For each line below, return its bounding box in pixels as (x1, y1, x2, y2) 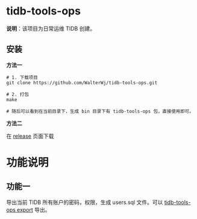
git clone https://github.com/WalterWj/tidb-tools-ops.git (6, 79, 158, 85)
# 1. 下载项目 (6, 74, 38, 81)
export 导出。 (17, 206, 51, 213)
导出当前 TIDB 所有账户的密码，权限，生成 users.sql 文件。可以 (6, 199, 163, 206)
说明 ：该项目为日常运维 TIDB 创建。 (6, 25, 95, 32)
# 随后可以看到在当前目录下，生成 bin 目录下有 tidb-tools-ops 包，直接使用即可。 (6, 108, 194, 114)
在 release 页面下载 (6, 132, 54, 140)
